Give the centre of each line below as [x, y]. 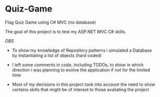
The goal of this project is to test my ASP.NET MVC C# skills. [66, 31]
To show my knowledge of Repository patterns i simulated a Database [82, 50]
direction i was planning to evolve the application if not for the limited [81, 70]
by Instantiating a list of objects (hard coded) [57, 55]
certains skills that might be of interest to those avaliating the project [80, 89]
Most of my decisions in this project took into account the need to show [83, 84]
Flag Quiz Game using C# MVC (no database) [50, 22]
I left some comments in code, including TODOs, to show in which [78, 65]
